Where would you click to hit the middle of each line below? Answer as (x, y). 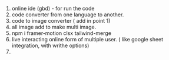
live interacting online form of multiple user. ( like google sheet (87, 39)
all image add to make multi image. (54, 27)
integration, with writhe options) (50, 45)
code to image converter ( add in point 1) (61, 21)
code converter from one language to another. (68, 15)
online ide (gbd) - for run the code (53, 8)
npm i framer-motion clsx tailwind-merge (62, 33)
